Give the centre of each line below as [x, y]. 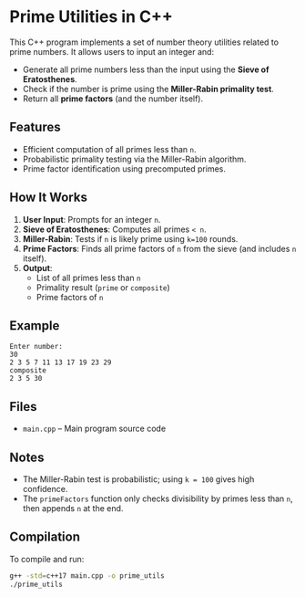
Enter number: [36, 347]
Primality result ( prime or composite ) [103, 287]
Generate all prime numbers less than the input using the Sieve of [146, 69]
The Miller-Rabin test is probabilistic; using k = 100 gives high [138, 479]
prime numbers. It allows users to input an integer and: [112, 51]
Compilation [45, 537]
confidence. [45, 489]
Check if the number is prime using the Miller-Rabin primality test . [148, 89]
